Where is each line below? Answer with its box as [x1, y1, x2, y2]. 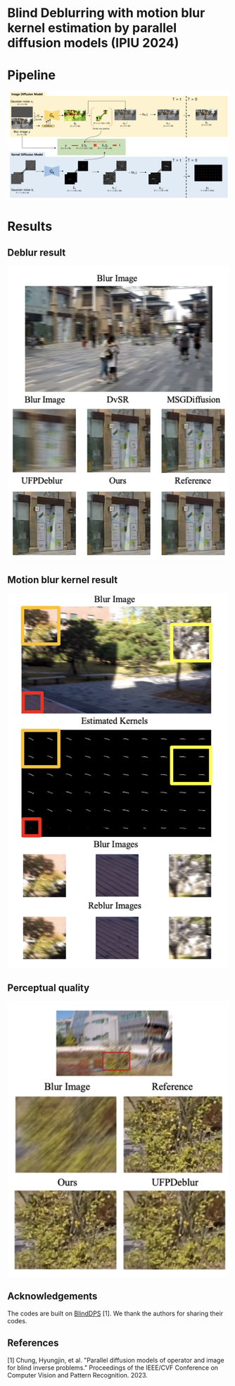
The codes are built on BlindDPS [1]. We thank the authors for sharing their [7, 1309, 224, 1318]
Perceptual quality [7, 982, 90, 994]
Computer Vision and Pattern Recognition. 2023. [7, 1370, 148, 1379]
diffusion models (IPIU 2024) [7, 35, 179, 51]
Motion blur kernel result [7, 574, 118, 586]
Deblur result [7, 246, 66, 258]
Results [7, 219, 53, 234]
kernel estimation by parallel [7, 20, 177, 36]
